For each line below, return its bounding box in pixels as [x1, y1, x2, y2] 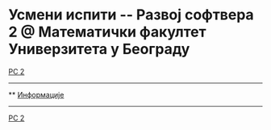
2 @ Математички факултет [8, 23, 207, 41]
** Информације [8, 90, 65, 99]
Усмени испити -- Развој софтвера [8, 6, 254, 24]
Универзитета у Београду [8, 40, 190, 58]
